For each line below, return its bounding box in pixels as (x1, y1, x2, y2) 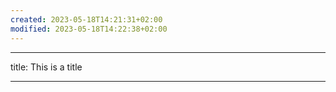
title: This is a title (10, 61, 83, 73)
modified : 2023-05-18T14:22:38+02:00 (10, 24, 168, 34)
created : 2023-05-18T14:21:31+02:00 (10, 14, 163, 25)
